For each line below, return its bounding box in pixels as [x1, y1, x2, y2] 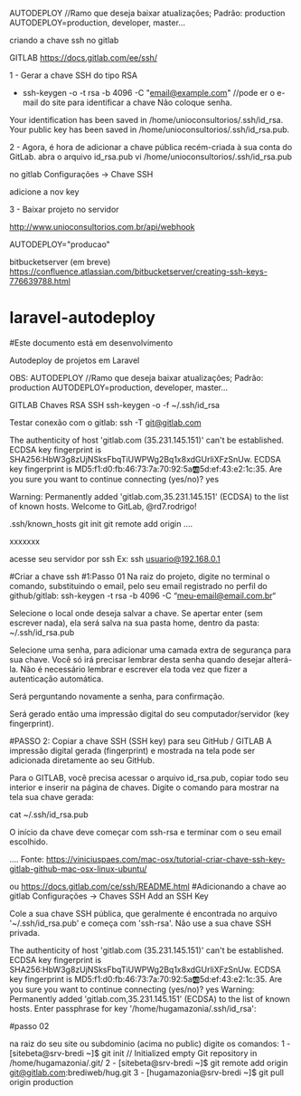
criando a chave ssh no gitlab [9, 35, 119, 45]
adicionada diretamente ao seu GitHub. [9, 755, 155, 766]
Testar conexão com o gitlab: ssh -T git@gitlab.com [9, 416, 202, 428]
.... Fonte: [9, 853, 45, 864]
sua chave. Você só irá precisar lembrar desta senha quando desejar [9, 653, 266, 664]
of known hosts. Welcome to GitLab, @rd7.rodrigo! [9, 500, 197, 511]
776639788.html [9, 276, 71, 286]
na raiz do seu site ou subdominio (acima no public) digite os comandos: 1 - [9, 1038, 291, 1049]
